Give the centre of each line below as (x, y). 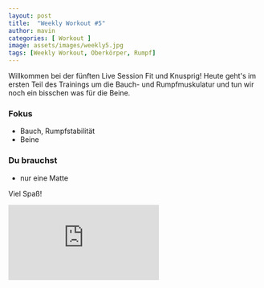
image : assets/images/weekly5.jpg (66, 46)
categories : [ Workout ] (50, 38)
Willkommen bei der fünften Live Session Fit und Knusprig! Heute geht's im (132, 76)
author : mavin (32, 30)
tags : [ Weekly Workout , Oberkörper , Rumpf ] (82, 53)
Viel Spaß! (25, 193)
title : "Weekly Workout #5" (57, 23)
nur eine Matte (44, 178)
